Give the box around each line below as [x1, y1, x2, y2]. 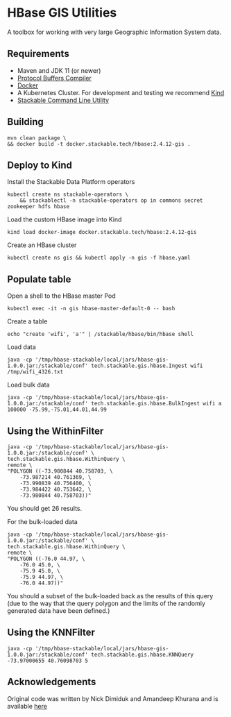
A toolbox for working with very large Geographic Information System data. [7, 28, 222, 36]
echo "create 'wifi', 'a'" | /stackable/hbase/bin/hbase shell [7, 331, 194, 338]
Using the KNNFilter [7, 627, 96, 639]
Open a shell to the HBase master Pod [7, 292, 116, 300]
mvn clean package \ [7, 134, 67, 142]
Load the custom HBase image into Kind [7, 215, 122, 223]
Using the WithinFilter [7, 425, 104, 437]
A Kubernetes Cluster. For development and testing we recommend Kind [17, 88, 225, 96]
